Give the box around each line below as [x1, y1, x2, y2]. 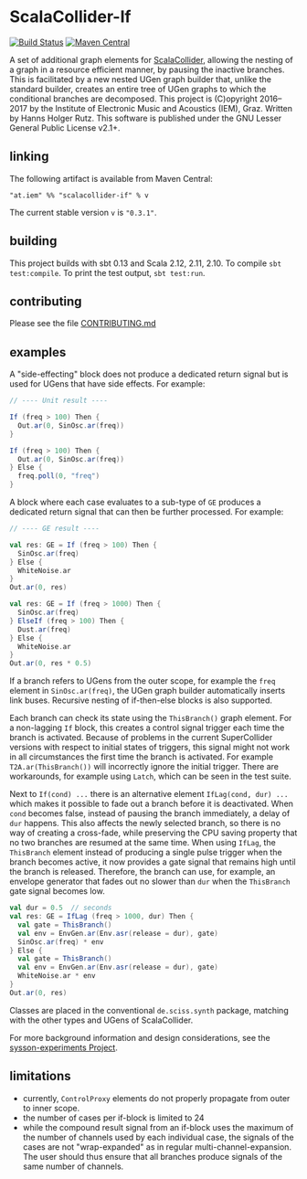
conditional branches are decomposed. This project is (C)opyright [9, 93, 258, 104]
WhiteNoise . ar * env [17, 972, 96, 981]
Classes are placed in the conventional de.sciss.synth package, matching [9, 1004, 290, 1015]
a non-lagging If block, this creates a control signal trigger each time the [9, 722, 285, 733]
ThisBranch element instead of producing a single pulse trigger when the [9, 847, 282, 858]
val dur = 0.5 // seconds [9, 903, 112, 913]
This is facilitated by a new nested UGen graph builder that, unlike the [9, 73, 272, 84]
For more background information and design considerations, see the [9, 1032, 271, 1043]
